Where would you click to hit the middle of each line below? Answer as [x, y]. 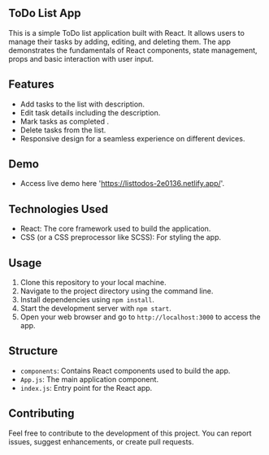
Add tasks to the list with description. [82, 104]
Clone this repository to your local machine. [93, 283]
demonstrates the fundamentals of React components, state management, [133, 50]
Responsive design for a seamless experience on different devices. [132, 138]
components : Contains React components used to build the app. [125, 370]
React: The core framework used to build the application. [115, 229]
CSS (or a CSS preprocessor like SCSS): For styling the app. [121, 237]
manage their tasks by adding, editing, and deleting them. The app [120, 41]
